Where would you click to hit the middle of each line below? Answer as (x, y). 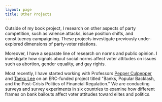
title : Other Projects (28, 14)
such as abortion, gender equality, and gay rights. (55, 64)
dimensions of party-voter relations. (60, 44)
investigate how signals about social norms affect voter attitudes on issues (81, 58)
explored (14, 44)
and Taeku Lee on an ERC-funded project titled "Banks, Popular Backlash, (80, 78)
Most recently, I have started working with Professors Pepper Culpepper (79, 73)
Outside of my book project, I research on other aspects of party (71, 28)
